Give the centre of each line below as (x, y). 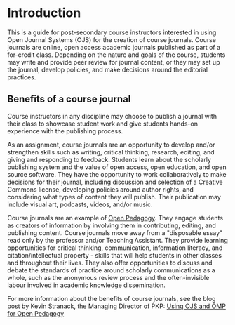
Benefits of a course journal (69, 99)
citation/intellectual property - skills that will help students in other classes (115, 255)
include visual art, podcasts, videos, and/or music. (80, 204)
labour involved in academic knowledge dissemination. (87, 285)
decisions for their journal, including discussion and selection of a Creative (115, 182)
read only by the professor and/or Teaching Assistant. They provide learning (117, 240)
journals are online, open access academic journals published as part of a (114, 47)
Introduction (44, 13)
